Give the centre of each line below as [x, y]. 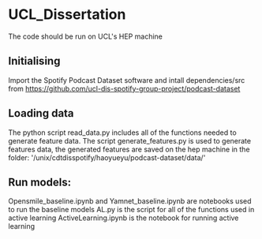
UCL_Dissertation [67, 15]
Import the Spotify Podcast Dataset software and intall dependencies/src [127, 80]
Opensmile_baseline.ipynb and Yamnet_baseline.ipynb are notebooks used [130, 201]
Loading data [41, 113]
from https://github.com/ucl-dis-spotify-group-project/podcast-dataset [124, 88]
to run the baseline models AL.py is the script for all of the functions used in [131, 210]
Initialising [34, 61]
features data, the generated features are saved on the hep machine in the [129, 149]
